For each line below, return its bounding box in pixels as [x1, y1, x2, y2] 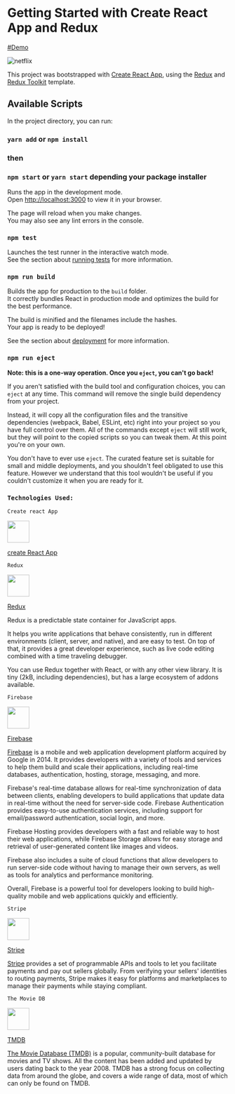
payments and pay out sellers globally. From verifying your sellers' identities [7, 967, 227, 975]
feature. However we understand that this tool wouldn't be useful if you [7, 469, 213, 477]
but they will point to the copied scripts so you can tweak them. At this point [7, 433, 227, 441]
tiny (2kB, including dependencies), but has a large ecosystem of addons [7, 673, 219, 681]
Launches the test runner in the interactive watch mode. [7, 248, 170, 257]
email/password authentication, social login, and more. [7, 814, 166, 822]
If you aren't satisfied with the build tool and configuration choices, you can [7, 382, 226, 390]
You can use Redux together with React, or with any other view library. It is [7, 665, 223, 674]
